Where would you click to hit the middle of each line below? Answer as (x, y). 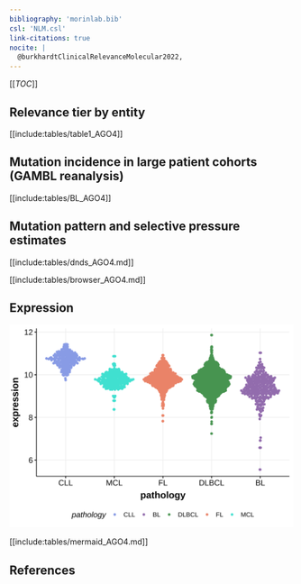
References (42, 570)
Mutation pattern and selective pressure (125, 227)
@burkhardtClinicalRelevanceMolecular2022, (100, 57)
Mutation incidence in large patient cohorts (133, 162)
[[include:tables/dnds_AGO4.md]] (72, 262)
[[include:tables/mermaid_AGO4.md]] (79, 542)
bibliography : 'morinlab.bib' (66, 19)
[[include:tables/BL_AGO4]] (60, 197)
